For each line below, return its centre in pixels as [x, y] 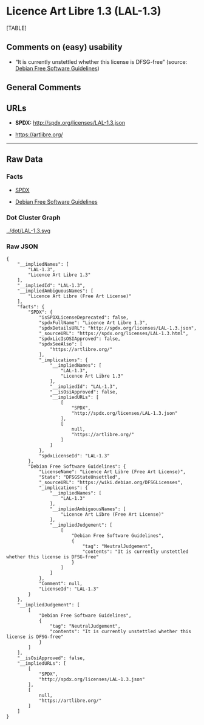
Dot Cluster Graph [33, 217]
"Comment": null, [61, 584]
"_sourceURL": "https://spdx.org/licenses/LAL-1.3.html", [114, 334]
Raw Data [25, 159]
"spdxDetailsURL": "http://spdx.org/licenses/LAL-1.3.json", [118, 328]
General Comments [44, 87]
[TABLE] [17, 28]
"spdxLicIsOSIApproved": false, [80, 339]
